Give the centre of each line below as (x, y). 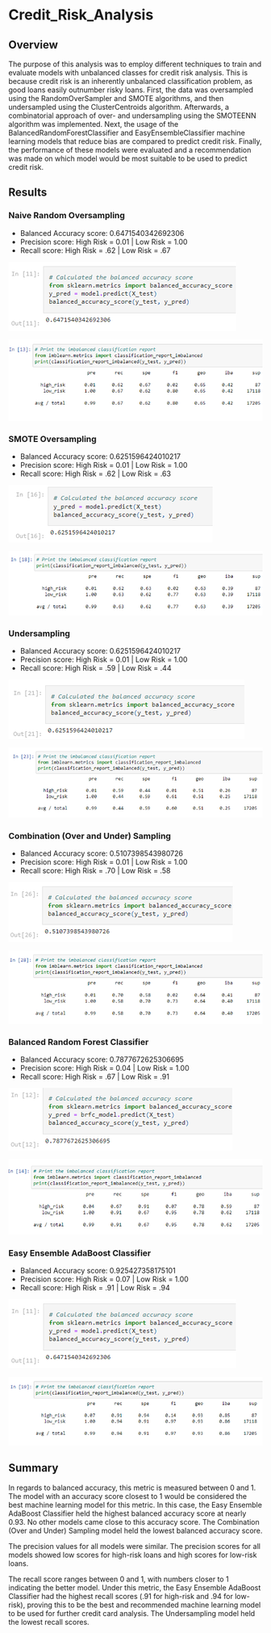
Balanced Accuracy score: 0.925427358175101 (98, 1271)
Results (28, 193)
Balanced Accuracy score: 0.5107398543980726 (102, 853)
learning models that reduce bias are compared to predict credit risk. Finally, (135, 141)
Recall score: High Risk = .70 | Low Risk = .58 (95, 871)
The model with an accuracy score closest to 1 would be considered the (128, 1496)
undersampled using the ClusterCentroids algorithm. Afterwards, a (119, 107)
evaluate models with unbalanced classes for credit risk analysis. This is (128, 73)
